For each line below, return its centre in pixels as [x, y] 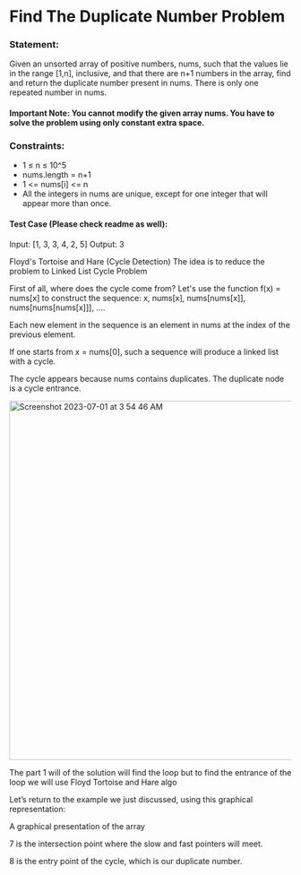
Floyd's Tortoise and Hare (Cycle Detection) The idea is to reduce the [138, 261]
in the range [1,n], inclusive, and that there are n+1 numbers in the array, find [150, 74]
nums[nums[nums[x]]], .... [57, 308]
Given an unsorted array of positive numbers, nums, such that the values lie [149, 64]
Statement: [34, 45]
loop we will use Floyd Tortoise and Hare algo [93, 782]
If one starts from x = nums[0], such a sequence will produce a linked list [144, 351]
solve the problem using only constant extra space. [107, 123]
